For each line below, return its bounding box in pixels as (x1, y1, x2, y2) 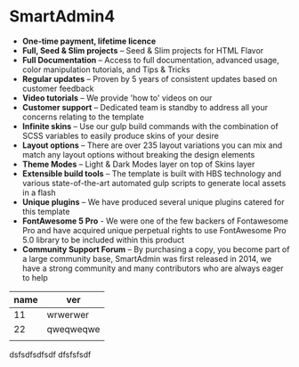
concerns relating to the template (21, 111, 144, 122)
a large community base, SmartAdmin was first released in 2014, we (21, 253, 272, 264)
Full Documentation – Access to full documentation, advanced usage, (21, 54, 280, 65)
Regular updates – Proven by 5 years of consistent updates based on (21, 73, 278, 84)
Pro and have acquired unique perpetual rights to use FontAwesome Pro (21, 224, 287, 235)
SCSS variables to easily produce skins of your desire (21, 130, 220, 141)
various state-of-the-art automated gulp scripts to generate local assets (21, 177, 287, 188)
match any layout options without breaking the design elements (21, 149, 255, 159)
